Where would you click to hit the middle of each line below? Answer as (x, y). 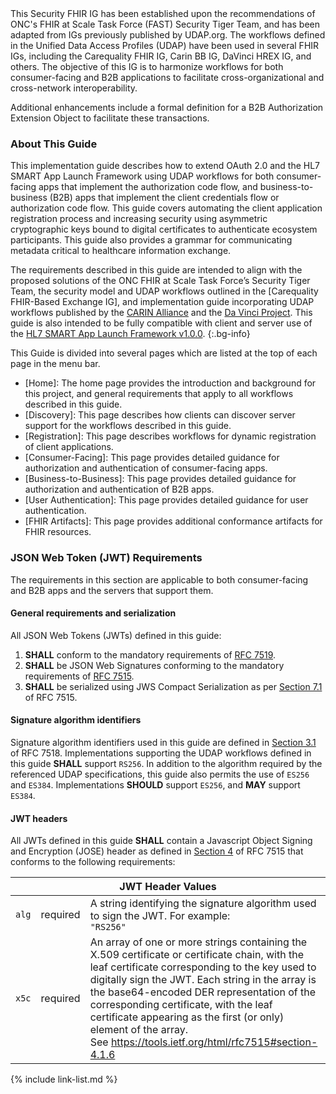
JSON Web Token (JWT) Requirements (106, 558)
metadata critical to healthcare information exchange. (121, 251)
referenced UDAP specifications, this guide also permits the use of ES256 (160, 774)
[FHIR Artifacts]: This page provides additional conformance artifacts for (173, 521)
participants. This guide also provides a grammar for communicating (151, 240)
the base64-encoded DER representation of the (203, 992)
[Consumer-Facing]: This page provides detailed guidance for (152, 458)
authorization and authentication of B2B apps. (119, 489)
